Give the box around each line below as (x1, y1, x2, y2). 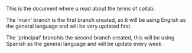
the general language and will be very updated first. (6, 23, 132, 29)
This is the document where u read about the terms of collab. (6, 5, 155, 12)
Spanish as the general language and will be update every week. (6, 41, 164, 47)
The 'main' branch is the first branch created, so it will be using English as (6, 16, 186, 23)
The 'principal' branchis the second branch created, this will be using (6, 34, 175, 41)
